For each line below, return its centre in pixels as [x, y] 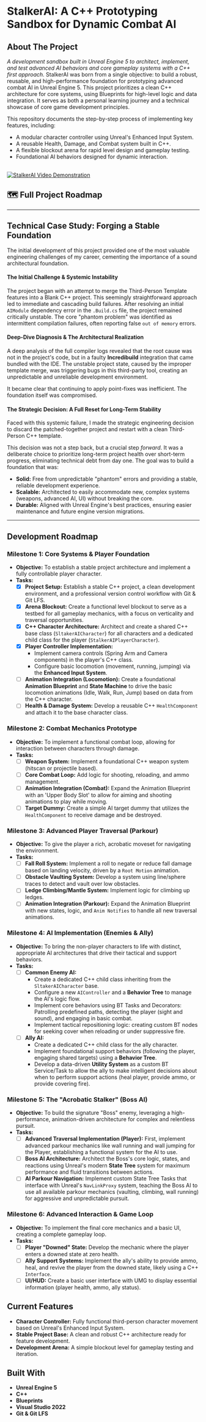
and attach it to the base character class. [76, 713]
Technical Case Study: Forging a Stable [83, 226]
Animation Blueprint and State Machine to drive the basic [99, 686]
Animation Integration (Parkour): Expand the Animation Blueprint [108, 904]
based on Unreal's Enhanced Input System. [70, 1328]
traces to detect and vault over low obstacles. [82, 884]
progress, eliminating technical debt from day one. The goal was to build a [101, 461]
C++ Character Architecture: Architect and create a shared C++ [106, 627]
